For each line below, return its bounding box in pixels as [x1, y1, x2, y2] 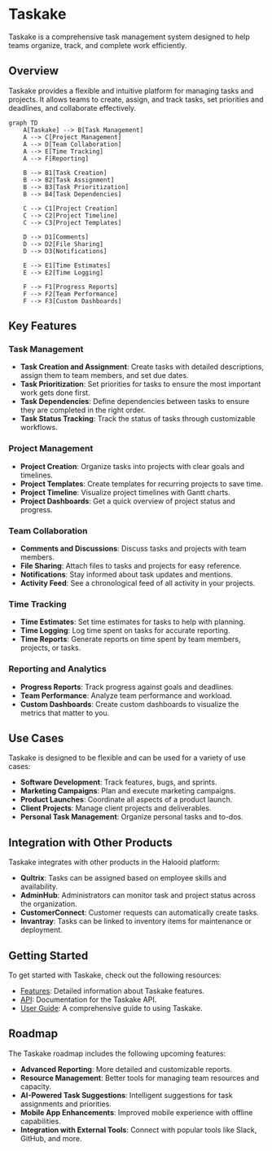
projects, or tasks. [20, 643, 81, 652]
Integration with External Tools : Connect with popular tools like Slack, [20, 1125, 257, 1135]
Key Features [8, 319, 77, 333]
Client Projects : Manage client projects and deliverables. [20, 803, 212, 813]
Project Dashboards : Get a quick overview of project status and [20, 496, 236, 506]
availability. [20, 881, 59, 892]
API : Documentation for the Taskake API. [20, 995, 157, 1004]
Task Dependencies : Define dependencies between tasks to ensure [20, 397, 250, 406]
